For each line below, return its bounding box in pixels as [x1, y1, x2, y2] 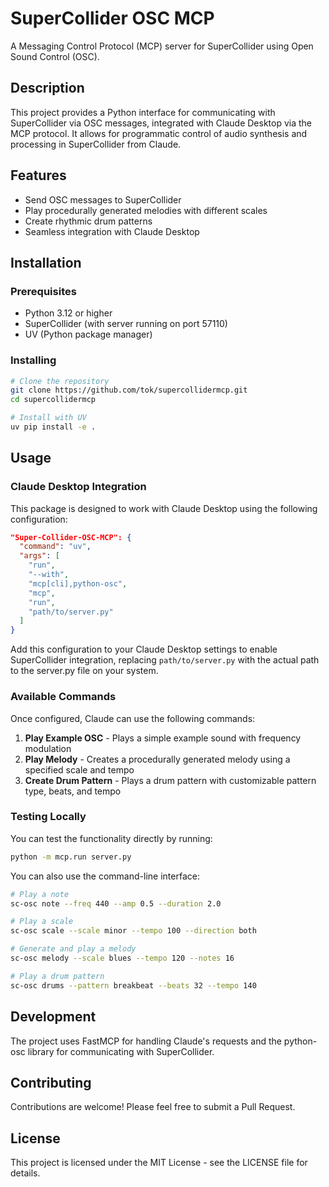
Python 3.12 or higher [24, 307, 113, 319]
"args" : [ [19, 551, 60, 561]
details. [10, 1167, 41, 1179]
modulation [24, 742, 72, 754]
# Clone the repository [10, 376, 110, 386]
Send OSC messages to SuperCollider [24, 193, 182, 206]
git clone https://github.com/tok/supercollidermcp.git [10, 385, 248, 396]
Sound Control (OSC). [10, 50, 100, 62]
